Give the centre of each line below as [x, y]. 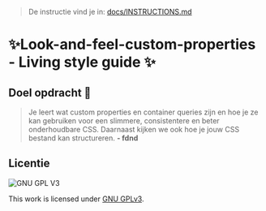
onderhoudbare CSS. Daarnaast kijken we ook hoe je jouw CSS [134, 129]
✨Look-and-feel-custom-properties [132, 45]
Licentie [29, 164]
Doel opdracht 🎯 [50, 93]
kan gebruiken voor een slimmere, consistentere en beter [124, 121]
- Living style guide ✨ [82, 62]
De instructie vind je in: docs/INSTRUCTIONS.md [110, 12]
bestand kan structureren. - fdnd [83, 138]
